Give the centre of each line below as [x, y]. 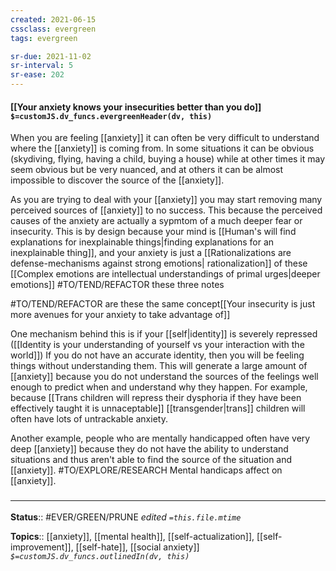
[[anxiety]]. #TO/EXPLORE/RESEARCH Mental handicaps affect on [146, 470]
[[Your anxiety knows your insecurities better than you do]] [136, 107]
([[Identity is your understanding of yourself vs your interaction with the [157, 345]
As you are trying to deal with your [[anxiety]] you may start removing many [166, 200]
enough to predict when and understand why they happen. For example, [159, 387]
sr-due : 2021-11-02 [51, 56]
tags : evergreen [44, 38]
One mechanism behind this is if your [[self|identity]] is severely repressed [164, 334]
